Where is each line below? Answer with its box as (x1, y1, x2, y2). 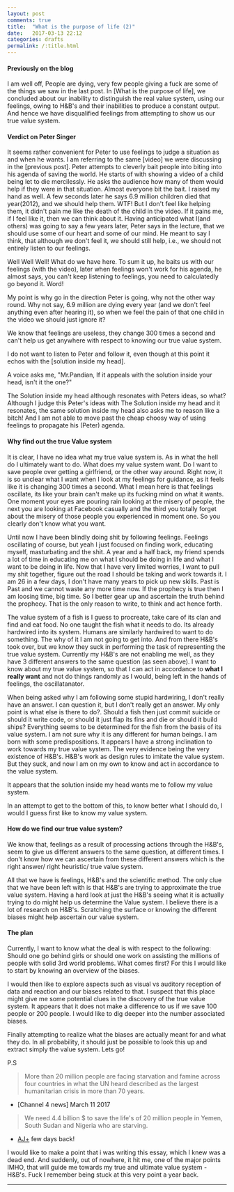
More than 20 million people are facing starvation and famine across (24, 1072, 221, 1081)
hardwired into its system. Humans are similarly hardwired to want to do (7, 627, 214, 636)
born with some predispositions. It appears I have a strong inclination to (7, 737, 212, 746)
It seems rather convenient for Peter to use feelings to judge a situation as (7, 148, 219, 157)
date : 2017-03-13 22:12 (7, 29, 82, 37)
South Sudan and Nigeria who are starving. (24, 1122, 148, 1130)
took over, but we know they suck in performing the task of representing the (7, 642, 226, 651)
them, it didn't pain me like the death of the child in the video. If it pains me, (7, 207, 224, 216)
